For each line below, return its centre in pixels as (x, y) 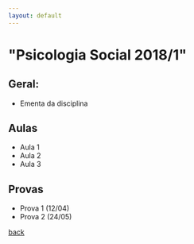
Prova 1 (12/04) (45, 208)
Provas (26, 189)
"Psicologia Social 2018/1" (97, 54)
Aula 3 (30, 165)
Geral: (24, 84)
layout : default (35, 15)
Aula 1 (29, 147)
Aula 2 (30, 156)
